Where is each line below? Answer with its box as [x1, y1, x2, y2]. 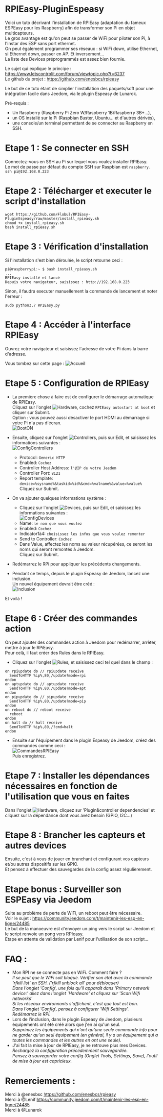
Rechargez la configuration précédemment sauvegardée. [12, 1047, 128, 1054]
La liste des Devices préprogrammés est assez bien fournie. [5, 56, 126, 62]
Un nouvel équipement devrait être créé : [12, 581, 95, 586]
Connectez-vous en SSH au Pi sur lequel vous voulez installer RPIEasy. [5, 158, 148, 165]
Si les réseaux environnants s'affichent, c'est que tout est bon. [12, 1001, 138, 1007]
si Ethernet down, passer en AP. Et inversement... [5, 50, 104, 57]
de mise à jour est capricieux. [12, 1058, 72, 1064]
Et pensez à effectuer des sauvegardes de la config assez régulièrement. [5, 866, 152, 873]
